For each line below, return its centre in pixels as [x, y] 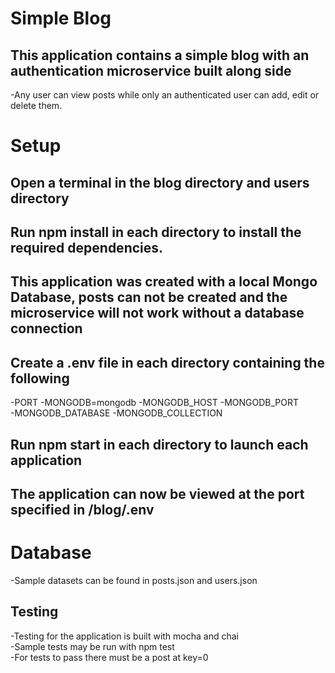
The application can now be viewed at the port [157, 493]
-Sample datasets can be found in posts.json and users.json [134, 580]
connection [46, 328]
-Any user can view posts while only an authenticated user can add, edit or [165, 95]
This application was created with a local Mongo [164, 282]
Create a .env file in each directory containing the [167, 362]
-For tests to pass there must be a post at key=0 [109, 657]
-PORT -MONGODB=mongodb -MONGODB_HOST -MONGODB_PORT [154, 403]
